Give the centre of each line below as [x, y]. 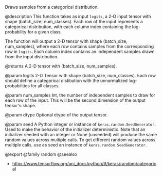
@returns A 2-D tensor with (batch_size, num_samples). [61, 66]
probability [16, 32]
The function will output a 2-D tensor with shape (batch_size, [66, 41]
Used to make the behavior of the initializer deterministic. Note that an [75, 129]
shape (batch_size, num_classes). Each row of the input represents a [74, 22]
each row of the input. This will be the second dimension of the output [75, 100]
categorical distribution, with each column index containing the [68, 27]
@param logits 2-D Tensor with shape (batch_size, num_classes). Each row [81, 75]
